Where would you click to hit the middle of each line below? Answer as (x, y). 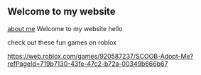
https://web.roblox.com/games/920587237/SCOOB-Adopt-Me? (101, 56)
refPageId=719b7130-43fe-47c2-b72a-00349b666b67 (88, 64)
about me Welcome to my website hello (65, 28)
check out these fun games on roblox (62, 42)
